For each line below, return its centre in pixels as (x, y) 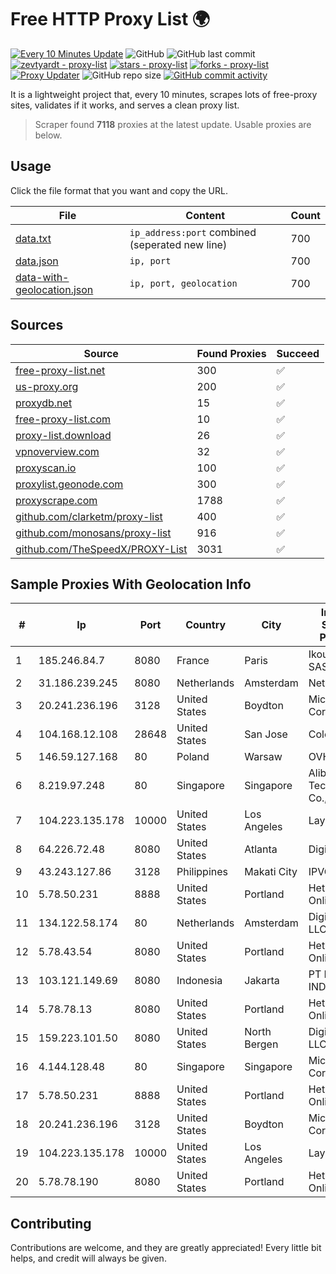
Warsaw (263, 757)
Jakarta (262, 981)
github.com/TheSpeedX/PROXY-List (101, 549)
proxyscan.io (46, 468)
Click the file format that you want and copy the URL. (119, 190)
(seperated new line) (178, 244)
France (193, 661)
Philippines (202, 872)
